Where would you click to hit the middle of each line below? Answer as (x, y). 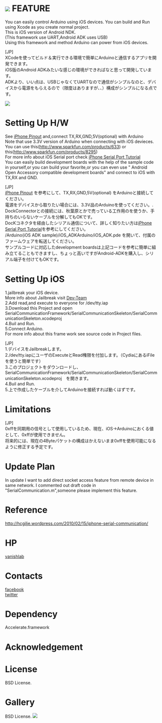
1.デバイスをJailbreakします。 (34, 349)
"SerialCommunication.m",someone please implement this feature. (71, 490)
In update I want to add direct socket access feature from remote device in (79, 480)
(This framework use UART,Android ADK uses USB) (56, 37)
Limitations (28, 409)
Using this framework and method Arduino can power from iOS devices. (77, 42)
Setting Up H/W (37, 123)
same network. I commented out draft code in (51, 485)
